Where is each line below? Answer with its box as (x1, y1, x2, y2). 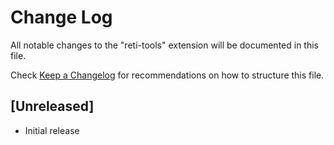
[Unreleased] (10, 98, 95, 115)
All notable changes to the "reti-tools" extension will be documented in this (10, 39, 319, 51)
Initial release (24, 124, 80, 136)
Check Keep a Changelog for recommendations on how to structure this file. (10, 69, 325, 81)
